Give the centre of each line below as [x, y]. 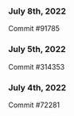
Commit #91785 [34, 29]
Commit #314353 [37, 66]
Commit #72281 [34, 105]
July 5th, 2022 [37, 50]
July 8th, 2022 [37, 11]
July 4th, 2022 [37, 87]
